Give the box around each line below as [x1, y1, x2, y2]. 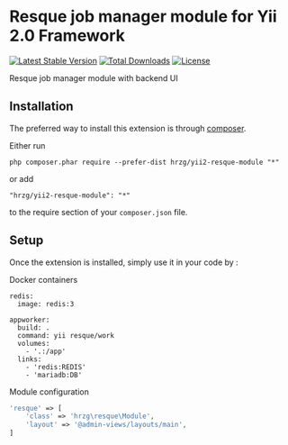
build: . [17, 322, 50, 332]
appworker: [9, 315, 50, 324]
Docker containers [9, 274, 78, 285]
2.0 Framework [9, 25, 126, 46]
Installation [9, 99, 74, 114]
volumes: [17, 339, 50, 348]
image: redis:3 [17, 299, 75, 308]
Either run [9, 140, 46, 150]
